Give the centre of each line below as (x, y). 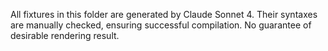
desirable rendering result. (65, 35)
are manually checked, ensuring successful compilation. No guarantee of (161, 25)
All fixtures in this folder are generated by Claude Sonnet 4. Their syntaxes (164, 14)
